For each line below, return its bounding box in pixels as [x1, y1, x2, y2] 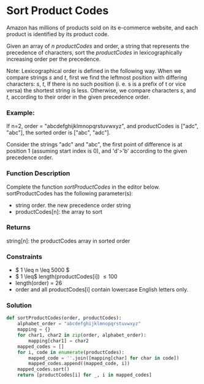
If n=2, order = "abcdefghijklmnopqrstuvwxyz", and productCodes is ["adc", [6, 122, 198, 130]
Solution [6, 301, 32, 310]
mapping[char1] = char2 [28, 337, 89, 344]
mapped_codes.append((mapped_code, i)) [28, 361, 130, 367]
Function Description [6, 169, 70, 178]
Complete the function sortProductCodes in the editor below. [6, 183, 161, 190]
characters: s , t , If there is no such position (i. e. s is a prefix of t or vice [6, 80, 186, 88]
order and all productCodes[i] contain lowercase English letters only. [15, 286, 189, 293]
